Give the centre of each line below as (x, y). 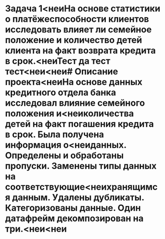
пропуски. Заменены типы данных (81, 166)
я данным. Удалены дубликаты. (75, 198)
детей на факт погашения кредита (80, 124)
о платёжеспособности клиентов (77, 19)
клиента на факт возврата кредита (81, 51)
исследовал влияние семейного (75, 103)
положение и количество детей (74, 40)
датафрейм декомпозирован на (74, 219)
